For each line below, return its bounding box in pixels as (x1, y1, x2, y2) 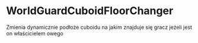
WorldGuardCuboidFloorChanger (6, 4, 174, 18)
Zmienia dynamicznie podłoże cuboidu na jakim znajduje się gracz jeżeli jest (6, 24, 193, 31)
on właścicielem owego (6, 29, 63, 37)
